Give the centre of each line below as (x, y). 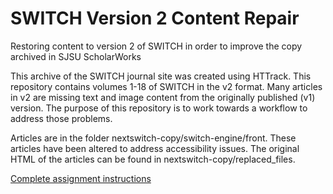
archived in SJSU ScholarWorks (76, 56)
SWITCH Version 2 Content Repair (155, 18)
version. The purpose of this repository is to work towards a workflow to (159, 108)
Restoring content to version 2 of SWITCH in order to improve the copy (156, 46)
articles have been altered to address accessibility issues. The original (155, 148)
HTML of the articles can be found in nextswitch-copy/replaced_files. (153, 159)
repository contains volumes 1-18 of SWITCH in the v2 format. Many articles (166, 86)
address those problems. (61, 118)
